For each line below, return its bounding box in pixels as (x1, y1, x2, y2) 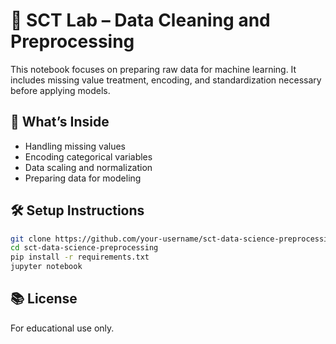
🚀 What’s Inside (10, 114, 110, 131)
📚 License (10, 290, 78, 308)
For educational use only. (10, 322, 115, 334)
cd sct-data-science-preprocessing (10, 243, 159, 253)
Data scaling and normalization (24, 161, 153, 173)
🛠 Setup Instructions (10, 202, 145, 219)
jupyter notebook (10, 262, 83, 272)
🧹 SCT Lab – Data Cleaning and (10, 9, 271, 32)
